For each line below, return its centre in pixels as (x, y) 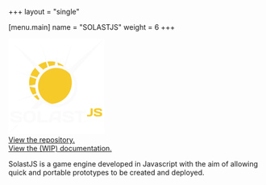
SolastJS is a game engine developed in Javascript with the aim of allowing (133, 164)
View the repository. (42, 140)
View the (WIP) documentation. (60, 148)
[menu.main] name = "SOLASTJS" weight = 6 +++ (92, 27)
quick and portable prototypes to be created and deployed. (106, 173)
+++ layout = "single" (44, 12)
